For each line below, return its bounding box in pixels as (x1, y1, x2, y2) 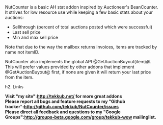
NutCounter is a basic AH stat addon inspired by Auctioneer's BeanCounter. (5, 4, 159, 10)
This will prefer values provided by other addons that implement (5, 64, 135, 70)
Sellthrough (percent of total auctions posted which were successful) (12, 24, 153, 30)
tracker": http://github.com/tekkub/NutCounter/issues (5, 104, 119, 109)
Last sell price (12, 29, 41, 35)
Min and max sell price (12, 34, 58, 40)
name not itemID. (5, 49, 40, 55)
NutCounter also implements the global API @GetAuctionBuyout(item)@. (5, 59, 152, 64)
